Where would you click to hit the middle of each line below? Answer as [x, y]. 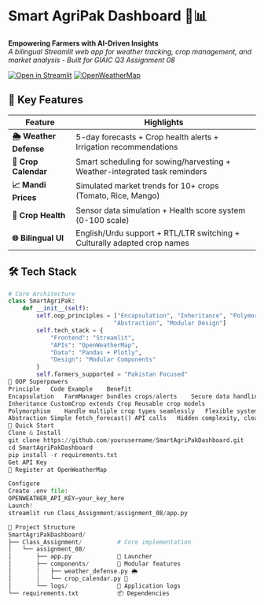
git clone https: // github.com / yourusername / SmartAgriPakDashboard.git [126, 440]
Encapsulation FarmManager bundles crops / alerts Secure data [119, 396]
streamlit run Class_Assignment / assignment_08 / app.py [98, 513]
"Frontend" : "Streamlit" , [92, 338]
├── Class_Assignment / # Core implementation [100, 542]
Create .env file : [38, 491]
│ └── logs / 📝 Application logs [94, 586]
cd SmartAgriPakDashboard [50, 447]
